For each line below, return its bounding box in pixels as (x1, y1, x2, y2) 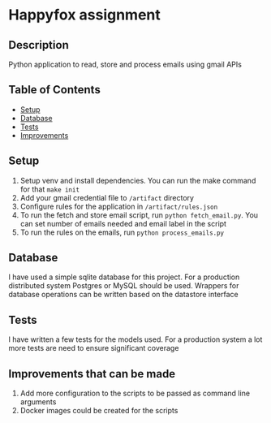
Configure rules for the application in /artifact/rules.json (19, 201, 218, 211)
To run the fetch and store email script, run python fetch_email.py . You (19, 209, 258, 220)
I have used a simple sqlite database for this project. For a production (8, 272, 240, 282)
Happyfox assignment (8, 6, 161, 24)
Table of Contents (8, 83, 101, 97)
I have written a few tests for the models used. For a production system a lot (8, 335, 263, 344)
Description (8, 38, 69, 52)
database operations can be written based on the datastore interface (8, 290, 239, 300)
